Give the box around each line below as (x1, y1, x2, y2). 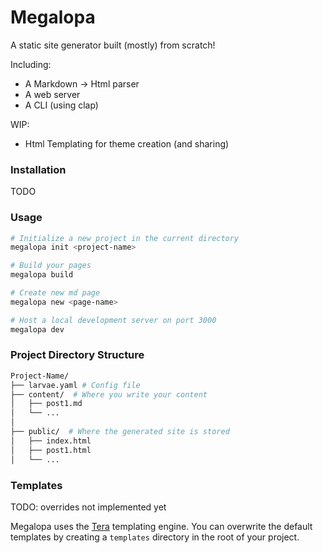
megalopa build (10, 270, 74, 280)
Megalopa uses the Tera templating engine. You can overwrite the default (10, 520, 313, 532)
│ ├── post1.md (10, 399, 83, 409)
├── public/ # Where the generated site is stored (10, 427, 230, 437)
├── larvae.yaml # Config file (10, 380, 141, 390)
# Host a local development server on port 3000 (10, 315, 217, 325)
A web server (24, 88, 81, 100)
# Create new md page (10, 288, 101, 298)
